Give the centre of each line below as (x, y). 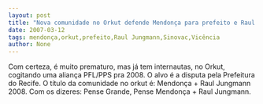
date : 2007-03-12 (37, 30)
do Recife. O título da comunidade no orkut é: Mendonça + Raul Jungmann (130, 84)
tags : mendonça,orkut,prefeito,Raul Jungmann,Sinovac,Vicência (114, 37)
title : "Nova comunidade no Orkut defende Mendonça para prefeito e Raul (132, 23)
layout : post (30, 15)
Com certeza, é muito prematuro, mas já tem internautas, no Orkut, (117, 66)
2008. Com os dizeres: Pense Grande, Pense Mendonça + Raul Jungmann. (130, 91)
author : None (30, 45)
